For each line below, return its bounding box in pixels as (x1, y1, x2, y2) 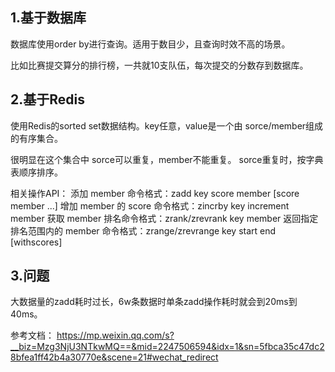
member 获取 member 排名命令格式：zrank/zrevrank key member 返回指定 (10, 212, 319, 224)
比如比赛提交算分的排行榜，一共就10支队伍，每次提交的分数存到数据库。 (10, 59, 309, 71)
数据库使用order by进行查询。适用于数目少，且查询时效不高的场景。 (10, 38, 291, 50)
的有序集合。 (10, 132, 63, 144)
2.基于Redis (10, 91, 85, 108)
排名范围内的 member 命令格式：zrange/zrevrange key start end (10, 224, 277, 237)
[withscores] (10, 236, 63, 248)
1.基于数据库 (10, 9, 87, 27)
